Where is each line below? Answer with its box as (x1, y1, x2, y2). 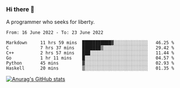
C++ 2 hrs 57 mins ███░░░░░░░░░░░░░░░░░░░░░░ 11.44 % (6, 50, 175, 56)
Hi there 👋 (6, 5, 35, 13)
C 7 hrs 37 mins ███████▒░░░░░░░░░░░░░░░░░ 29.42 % (6, 45, 175, 51)
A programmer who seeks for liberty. (6, 19, 95, 26)
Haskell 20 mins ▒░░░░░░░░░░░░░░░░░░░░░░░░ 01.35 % (6, 65, 175, 72)
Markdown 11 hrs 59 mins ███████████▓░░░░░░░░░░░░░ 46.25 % (6, 40, 175, 46)
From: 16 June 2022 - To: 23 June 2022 (6, 30, 104, 36)
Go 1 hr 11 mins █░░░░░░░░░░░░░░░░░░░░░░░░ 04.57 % (6, 55, 175, 61)
